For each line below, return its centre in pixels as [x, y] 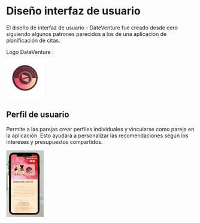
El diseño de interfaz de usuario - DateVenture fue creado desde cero [92, 28]
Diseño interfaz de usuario [73, 11]
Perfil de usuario [38, 115]
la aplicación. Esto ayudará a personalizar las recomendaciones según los [97, 135]
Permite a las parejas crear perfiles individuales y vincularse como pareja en [100, 129]
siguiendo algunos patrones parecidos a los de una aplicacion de [87, 34]
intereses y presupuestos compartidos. [54, 141]
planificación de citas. [34, 40]
